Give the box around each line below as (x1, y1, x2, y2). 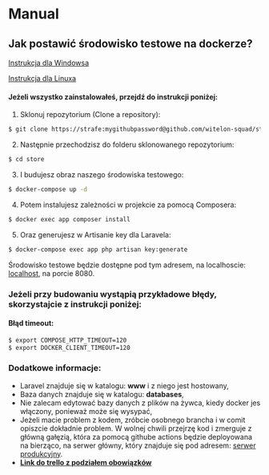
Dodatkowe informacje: (8, 363, 102, 374)
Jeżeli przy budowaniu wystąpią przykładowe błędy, (8, 288, 218, 299)
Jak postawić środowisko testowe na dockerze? (8, 37, 253, 51)
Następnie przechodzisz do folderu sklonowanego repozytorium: (19, 140, 235, 149)
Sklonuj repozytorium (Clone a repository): (19, 110, 161, 120)
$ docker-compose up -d (8, 185, 88, 193)
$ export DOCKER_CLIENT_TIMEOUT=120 (8, 343, 130, 351)
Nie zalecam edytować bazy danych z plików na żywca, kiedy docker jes (19, 398, 261, 408)
